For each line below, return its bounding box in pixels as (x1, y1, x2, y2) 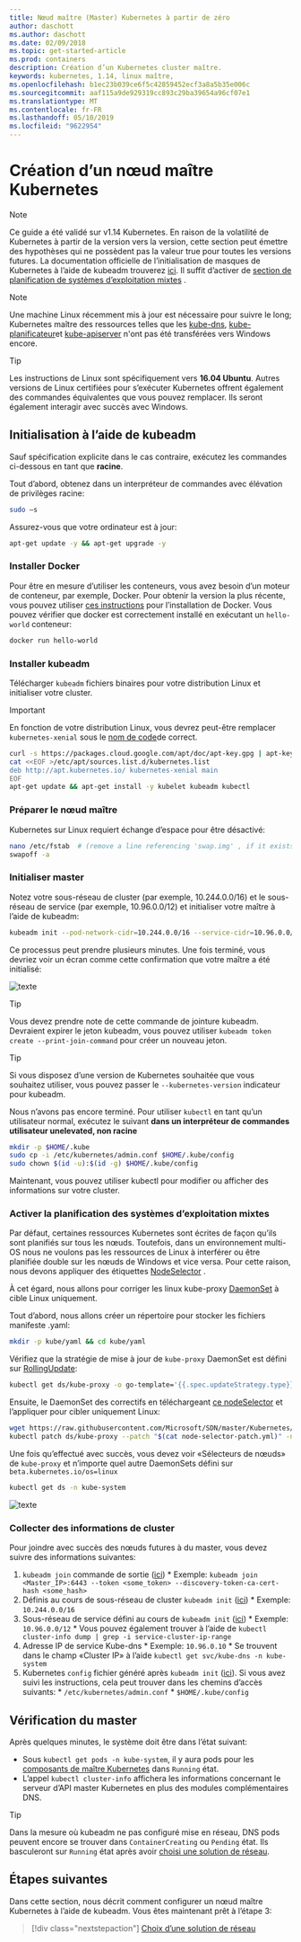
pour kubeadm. (9, 1088, 66, 1099)
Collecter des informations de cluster (9, 1521, 175, 1534)
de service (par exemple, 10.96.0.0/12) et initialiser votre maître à (36, 900, 276, 912)
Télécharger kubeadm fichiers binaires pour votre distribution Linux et (9, 678, 262, 688)
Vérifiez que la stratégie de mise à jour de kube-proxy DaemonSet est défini (9, 1353, 287, 1364)
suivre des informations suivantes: (9, 1552, 136, 1563)
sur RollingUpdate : (9, 1363, 78, 1374)
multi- (263, 1237, 287, 1248)
